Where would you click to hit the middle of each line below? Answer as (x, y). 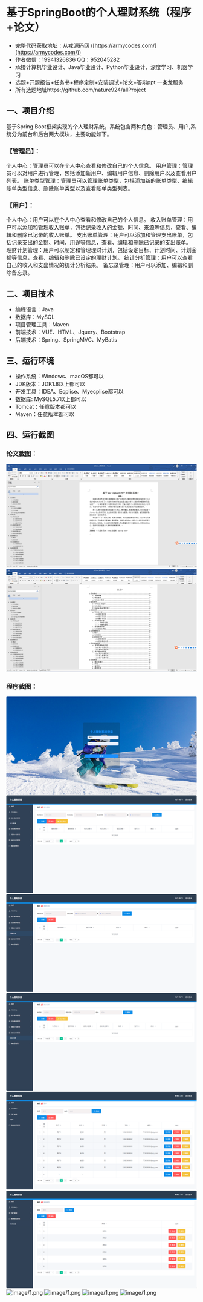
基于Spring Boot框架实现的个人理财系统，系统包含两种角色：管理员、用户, (98, 126)
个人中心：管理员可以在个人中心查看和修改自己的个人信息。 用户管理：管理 (100, 166)
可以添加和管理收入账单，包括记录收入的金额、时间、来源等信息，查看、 (101, 227)
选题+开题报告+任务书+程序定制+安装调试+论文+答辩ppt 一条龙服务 (99, 82)
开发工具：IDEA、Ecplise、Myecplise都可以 (69, 391)
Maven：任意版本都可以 (45, 414)
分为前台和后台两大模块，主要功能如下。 (62, 134)
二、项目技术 (30, 293)
